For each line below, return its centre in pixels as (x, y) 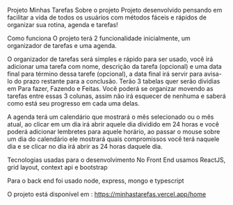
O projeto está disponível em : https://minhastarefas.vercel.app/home (107, 194)
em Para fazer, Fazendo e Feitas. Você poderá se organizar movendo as (110, 89)
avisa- (213, 74)
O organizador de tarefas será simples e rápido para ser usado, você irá (110, 59)
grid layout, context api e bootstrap (57, 167)
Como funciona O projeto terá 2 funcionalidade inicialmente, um (99, 38)
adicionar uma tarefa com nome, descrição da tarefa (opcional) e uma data (115, 66)
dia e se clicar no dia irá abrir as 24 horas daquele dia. (85, 146)
